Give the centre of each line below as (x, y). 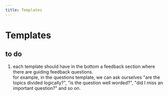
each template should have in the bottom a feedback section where (84, 66)
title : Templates (24, 10)
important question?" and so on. (47, 88)
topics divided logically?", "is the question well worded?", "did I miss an (88, 83)
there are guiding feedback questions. (53, 71)
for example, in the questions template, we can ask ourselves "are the (86, 77)
